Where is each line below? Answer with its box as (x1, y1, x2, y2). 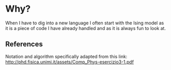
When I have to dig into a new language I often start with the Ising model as (5, 20, 164, 26)
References (5, 40, 43, 49)
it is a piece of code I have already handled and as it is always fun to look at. (5, 25, 166, 31)
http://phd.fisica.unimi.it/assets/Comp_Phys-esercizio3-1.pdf (5, 59, 134, 65)
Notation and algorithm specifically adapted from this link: (5, 53, 127, 59)
